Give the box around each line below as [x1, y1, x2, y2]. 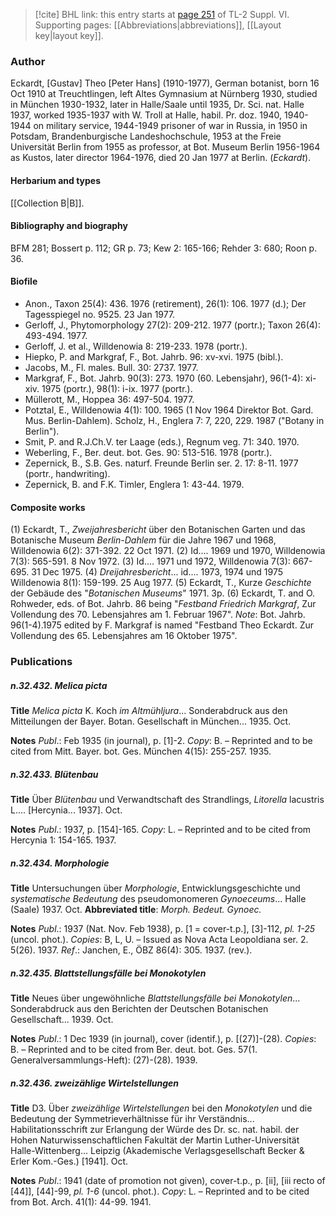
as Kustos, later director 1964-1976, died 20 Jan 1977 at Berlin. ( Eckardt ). [10, 152, 312, 164]
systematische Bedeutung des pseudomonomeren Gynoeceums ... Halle [10, 892, 307, 904]
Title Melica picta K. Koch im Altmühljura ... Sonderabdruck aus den [10, 705, 288, 716]
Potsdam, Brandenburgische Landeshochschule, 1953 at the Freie [10, 130, 282, 143]
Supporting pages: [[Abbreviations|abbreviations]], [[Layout [34, 19, 282, 31]
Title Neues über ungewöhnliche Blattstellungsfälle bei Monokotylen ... [10, 992, 301, 1004]
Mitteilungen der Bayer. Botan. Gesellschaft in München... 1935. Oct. [10, 715, 292, 727]
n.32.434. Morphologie [10, 857, 110, 869]
